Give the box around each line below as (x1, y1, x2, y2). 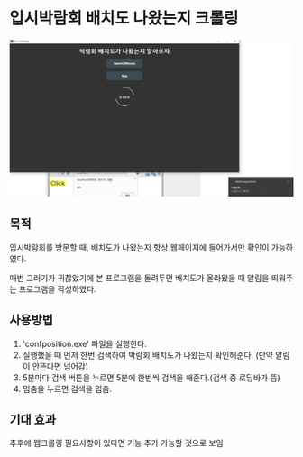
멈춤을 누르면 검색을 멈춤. (22, 383, 113, 394)
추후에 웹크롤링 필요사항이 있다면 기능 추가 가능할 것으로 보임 (9, 438, 224, 449)
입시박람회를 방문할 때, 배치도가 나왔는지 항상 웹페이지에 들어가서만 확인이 (9, 242, 270, 252)
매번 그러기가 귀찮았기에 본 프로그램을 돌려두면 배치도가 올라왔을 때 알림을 (9, 272, 270, 283)
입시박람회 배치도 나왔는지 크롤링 (9, 8, 239, 29)
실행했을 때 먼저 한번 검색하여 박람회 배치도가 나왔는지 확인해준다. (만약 (22, 349, 273, 361)
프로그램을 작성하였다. (18, 283, 96, 294)
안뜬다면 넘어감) (32, 361, 88, 371)
